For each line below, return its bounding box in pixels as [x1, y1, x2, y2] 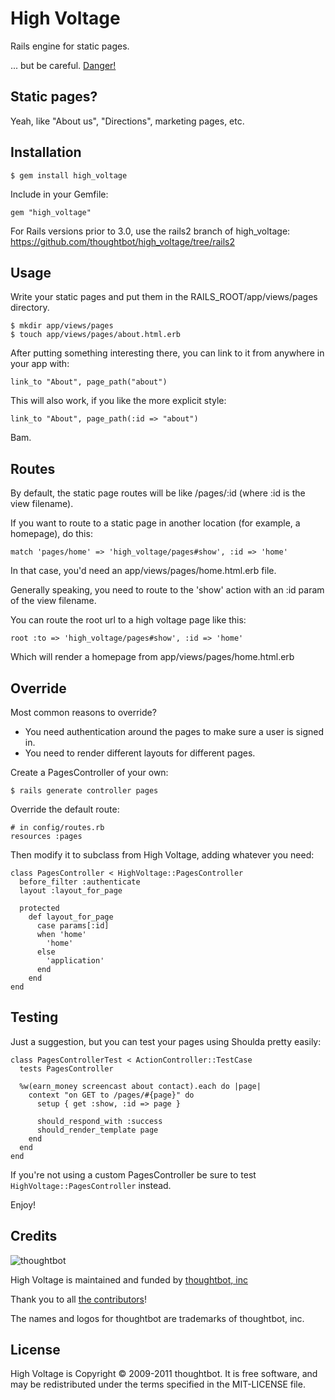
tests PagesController [19, 1063, 114, 1074]
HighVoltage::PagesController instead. [10, 1179, 172, 1191]
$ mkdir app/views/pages [10, 321, 114, 331]
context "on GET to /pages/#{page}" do [28, 1090, 195, 1100]
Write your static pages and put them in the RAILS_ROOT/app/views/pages [10, 291, 318, 303]
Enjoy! [10, 1198, 37, 1211]
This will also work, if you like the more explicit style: [10, 395, 227, 407]
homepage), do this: [10, 528, 93, 540]
